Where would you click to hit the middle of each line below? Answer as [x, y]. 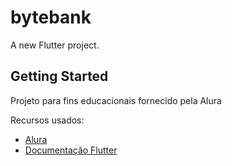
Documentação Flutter [71, 150]
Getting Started [59, 76]
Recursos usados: [47, 120]
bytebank [51, 17]
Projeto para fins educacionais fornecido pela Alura [116, 100]
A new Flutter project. [55, 45]
